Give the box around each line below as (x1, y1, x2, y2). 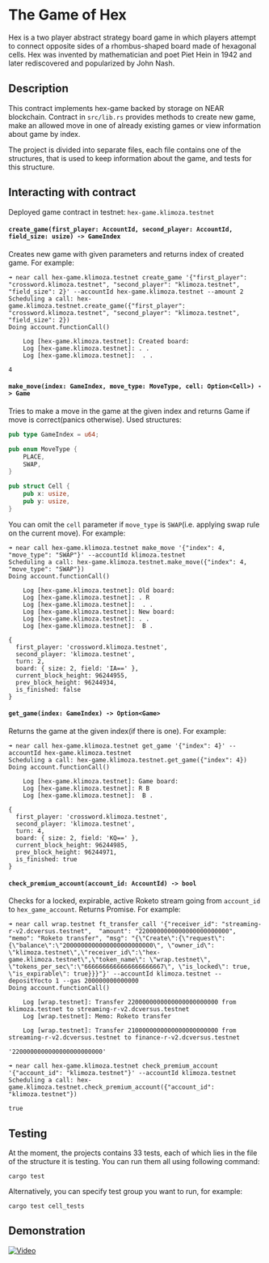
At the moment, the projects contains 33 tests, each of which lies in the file (8, 1148, 258, 1158)
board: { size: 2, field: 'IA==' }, (15, 664, 139, 672)
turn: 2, (15, 657, 45, 665)
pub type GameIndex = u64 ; (8, 430, 99, 438)
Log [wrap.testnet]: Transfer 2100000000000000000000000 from (23, 1026, 237, 1035)
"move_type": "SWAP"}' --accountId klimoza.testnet (8, 551, 186, 559)
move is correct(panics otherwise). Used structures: (8, 415, 182, 425)
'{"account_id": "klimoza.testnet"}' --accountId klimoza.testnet (8, 1069, 237, 1077)
